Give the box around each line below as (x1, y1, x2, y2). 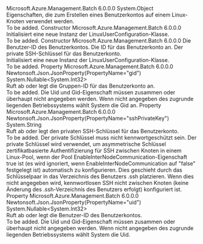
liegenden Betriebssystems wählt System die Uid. (6, 231, 131, 238)
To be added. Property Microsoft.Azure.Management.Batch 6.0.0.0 (6, 63, 173, 70)
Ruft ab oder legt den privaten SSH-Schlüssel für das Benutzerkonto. (6, 128, 179, 134)
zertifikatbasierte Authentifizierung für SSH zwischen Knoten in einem (6, 147, 182, 154)
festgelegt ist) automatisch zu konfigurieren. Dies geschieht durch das (6, 166, 182, 173)
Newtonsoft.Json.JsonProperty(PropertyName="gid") (6, 69, 142, 77)
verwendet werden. (25, 18, 75, 25)
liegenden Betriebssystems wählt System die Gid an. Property (6, 102, 162, 109)
